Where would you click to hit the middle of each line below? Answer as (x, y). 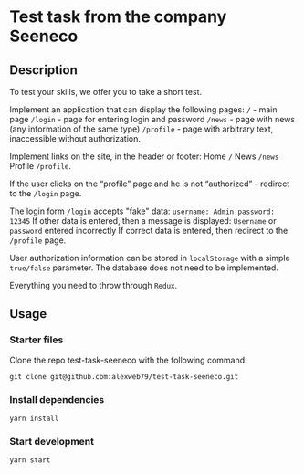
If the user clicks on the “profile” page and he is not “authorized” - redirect (150, 184)
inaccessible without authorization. (75, 138)
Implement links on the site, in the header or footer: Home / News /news (144, 156)
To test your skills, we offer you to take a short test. (106, 92)
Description (43, 70)
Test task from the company (118, 17)
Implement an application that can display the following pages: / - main (143, 110)
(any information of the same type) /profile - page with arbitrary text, (142, 129)
